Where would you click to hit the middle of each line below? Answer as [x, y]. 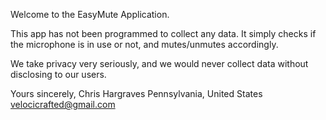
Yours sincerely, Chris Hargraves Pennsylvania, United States [136, 93]
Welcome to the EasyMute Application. [90, 14]
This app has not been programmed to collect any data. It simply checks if [163, 33]
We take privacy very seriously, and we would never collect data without [159, 63]
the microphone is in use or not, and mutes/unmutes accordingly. [144, 44]
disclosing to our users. [58, 74]
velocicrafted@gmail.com [63, 104]
